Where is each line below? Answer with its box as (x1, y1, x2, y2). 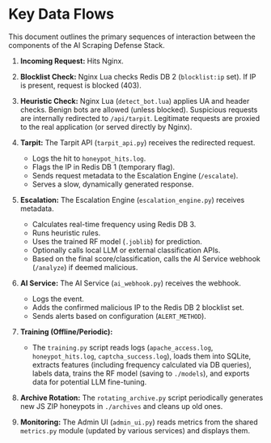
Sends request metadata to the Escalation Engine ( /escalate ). (32, 170, 239, 180)
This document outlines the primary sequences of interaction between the (8, 32, 256, 41)
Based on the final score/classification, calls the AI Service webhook (32, 253, 260, 264)
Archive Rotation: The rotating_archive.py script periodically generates (19, 393, 264, 402)
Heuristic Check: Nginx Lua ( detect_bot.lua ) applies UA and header (19, 96, 250, 105)
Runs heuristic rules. (32, 228, 101, 238)
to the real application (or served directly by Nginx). (19, 122, 193, 131)
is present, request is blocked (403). (19, 80, 142, 90)
